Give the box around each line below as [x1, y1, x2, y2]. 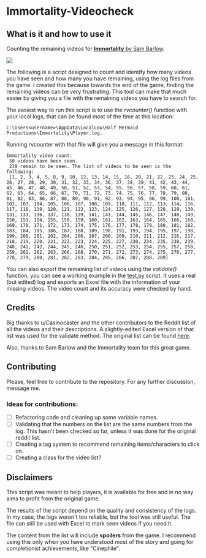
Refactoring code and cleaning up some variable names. [15, 413, 158, 421]
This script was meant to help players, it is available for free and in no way [6, 488, 194, 495]
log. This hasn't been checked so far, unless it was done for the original [15, 427, 196, 435]
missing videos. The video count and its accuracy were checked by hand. [6, 285, 193, 292]
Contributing [6, 362, 56, 372]
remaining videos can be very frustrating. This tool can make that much [6, 88, 187, 95]
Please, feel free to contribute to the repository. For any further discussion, [6, 378, 196, 385]
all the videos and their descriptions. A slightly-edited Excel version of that [6, 325, 194, 332]
